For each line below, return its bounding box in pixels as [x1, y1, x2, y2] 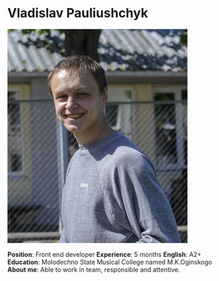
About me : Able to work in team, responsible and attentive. [7, 265, 181, 274]
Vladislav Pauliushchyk [7, 5, 149, 21]
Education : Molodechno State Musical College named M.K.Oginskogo [7, 257, 213, 266]
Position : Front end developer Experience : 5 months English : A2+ [7, 250, 202, 258]
